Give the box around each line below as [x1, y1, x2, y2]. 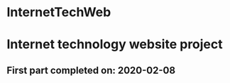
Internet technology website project [6, 37, 223, 53]
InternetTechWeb [6, 4, 111, 20]
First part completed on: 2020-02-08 [6, 64, 175, 76]
